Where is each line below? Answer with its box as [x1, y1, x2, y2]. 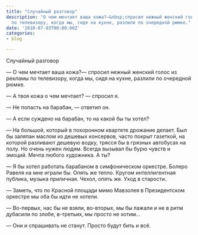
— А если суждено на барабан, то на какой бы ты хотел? [6, 115, 150, 122]
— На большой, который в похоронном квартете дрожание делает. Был [6, 127, 187, 133]
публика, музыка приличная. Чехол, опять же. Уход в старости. [6, 176, 167, 182]
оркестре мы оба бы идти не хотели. [6, 193, 99, 200]
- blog [6, 36, 22, 42]
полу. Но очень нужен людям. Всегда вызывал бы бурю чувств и [6, 145, 171, 152]
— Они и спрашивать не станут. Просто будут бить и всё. [6, 222, 151, 229]
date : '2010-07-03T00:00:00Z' [6, 25, 81, 31]
